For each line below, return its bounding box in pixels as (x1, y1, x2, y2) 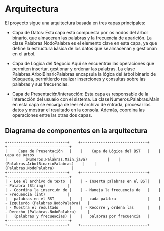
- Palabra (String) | (5, 183, 70, 188)
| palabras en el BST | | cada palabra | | (5, 196, 161, 201)
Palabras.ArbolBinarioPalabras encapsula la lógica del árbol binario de (12, 71, 156, 77)
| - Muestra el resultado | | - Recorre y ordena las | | (5, 205, 161, 210)
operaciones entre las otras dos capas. (12, 112, 93, 118)
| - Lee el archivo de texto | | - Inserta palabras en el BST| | (5, 179, 161, 184)
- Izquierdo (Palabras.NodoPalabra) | (5, 200, 90, 206)
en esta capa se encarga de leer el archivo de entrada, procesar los (12, 101, 151, 107)
